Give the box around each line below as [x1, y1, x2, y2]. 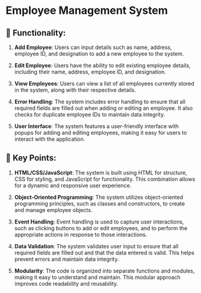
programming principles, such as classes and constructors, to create [14, 200, 185, 207]
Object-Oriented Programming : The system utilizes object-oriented [14, 193, 184, 201]
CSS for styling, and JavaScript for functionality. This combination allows [14, 175, 196, 182]
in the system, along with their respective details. [14, 86, 136, 94]
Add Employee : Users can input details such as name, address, [14, 43, 172, 51]
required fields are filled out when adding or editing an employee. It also [14, 105, 193, 112]
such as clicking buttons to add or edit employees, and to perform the [14, 224, 188, 231]
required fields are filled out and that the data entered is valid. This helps [14, 249, 195, 256]
